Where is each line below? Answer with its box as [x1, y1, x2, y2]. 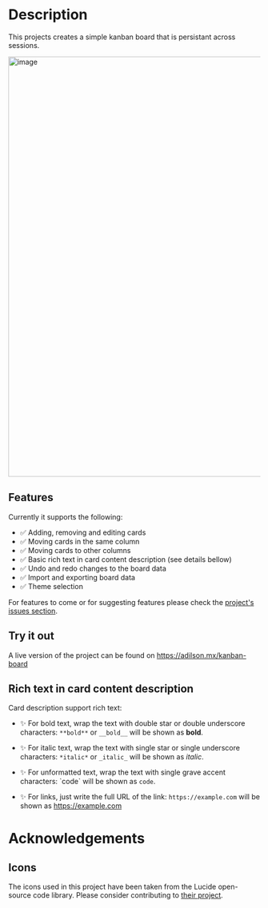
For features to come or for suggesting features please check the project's [8, 597, 254, 607]
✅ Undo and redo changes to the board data [19, 564, 166, 573]
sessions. [8, 40, 40, 50]
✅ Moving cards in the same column [19, 536, 140, 546]
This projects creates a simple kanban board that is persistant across [8, 32, 236, 42]
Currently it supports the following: [8, 512, 123, 521]
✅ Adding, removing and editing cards [19, 528, 146, 537]
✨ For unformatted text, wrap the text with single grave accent [19, 767, 226, 777]
